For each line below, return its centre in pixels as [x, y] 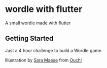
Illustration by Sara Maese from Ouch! [44, 60]
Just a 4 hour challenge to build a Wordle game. [54, 50]
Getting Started [29, 38]
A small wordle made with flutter [38, 23]
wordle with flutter [44, 9]
